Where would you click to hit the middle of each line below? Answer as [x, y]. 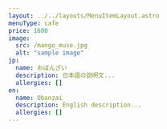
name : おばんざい [41, 68]
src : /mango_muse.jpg [52, 46]
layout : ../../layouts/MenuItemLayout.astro [84, 16]
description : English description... [79, 105]
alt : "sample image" [50, 53]
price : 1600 [28, 30]
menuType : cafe [34, 23]
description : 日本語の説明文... [65, 75]
